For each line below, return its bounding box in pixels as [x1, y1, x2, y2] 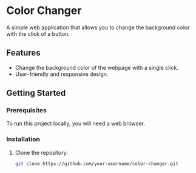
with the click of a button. [6, 30, 70, 37]
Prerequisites [6, 106, 47, 115]
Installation [6, 135, 41, 143]
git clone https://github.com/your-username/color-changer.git [15, 160, 179, 167]
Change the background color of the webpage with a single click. [15, 64, 179, 71]
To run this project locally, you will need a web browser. [6, 120, 146, 127]
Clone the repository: [15, 149, 69, 156]
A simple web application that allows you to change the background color [6, 24, 190, 31]
